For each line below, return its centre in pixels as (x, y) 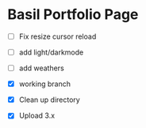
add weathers (41, 68)
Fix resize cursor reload (58, 36)
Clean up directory (49, 100)
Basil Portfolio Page (73, 15)
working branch (44, 84)
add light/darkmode (51, 52)
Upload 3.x (37, 115)
